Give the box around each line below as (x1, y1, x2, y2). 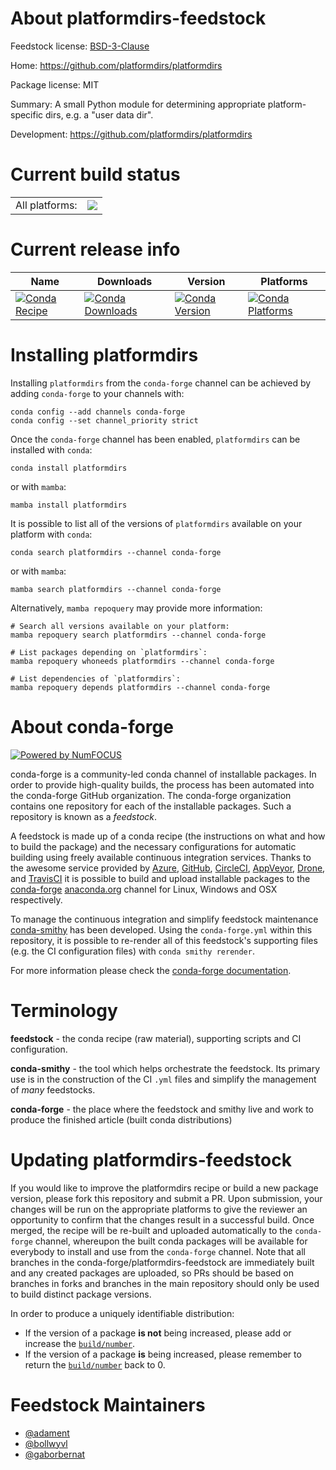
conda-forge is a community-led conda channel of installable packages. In (10, 768, 317, 780)
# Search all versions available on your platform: (10, 621, 230, 631)
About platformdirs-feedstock (10, 7, 267, 30)
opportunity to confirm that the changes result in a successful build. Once (10, 1213, 315, 1226)
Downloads (96, 274, 153, 288)
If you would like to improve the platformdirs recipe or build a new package (10, 1182, 319, 1194)
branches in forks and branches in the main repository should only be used (10, 1277, 320, 1289)
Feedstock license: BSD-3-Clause (10, 40, 150, 52)
